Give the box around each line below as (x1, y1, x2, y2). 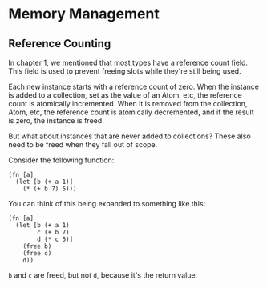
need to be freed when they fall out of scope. (8, 140, 158, 149)
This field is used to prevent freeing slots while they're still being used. (8, 66, 242, 76)
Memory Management (8, 5, 160, 23)
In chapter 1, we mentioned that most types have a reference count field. (8, 58, 249, 67)
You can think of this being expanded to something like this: (8, 199, 206, 208)
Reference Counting (8, 37, 111, 50)
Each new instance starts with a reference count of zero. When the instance (8, 82, 259, 91)
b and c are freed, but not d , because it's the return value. (8, 270, 198, 280)
